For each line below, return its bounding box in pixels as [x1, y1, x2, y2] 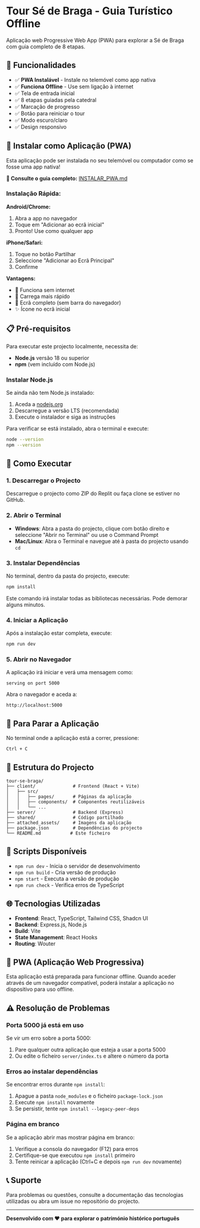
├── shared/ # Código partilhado [6, 814, 124, 821]
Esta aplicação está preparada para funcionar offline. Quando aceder [6, 973, 176, 980]
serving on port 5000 [6, 680, 60, 686]
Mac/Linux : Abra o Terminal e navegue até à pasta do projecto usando [14, 538, 189, 545]
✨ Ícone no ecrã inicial [14, 305, 70, 312]
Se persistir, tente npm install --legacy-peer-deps [14, 1105, 140, 1112]
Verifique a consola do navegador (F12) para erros [14, 1145, 139, 1152]
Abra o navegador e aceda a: [6, 691, 77, 698]
